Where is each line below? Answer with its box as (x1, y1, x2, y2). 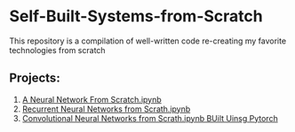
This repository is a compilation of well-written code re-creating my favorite (9, 35, 287, 46)
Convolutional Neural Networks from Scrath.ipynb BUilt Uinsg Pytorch (21, 113, 278, 123)
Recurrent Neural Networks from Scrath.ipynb (21, 104, 191, 114)
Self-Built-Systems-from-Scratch (9, 6, 264, 27)
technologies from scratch (9, 44, 106, 55)
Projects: (9, 71, 60, 86)
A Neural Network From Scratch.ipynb (21, 94, 162, 105)
